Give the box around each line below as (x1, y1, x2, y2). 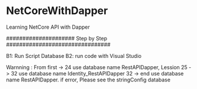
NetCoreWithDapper (6, 4, 108, 18)
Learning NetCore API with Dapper (6, 23, 90, 30)
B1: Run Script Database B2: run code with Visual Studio (6, 52, 142, 59)
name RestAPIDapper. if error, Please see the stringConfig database (6, 76, 171, 83)
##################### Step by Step (6, 35, 108, 42)
